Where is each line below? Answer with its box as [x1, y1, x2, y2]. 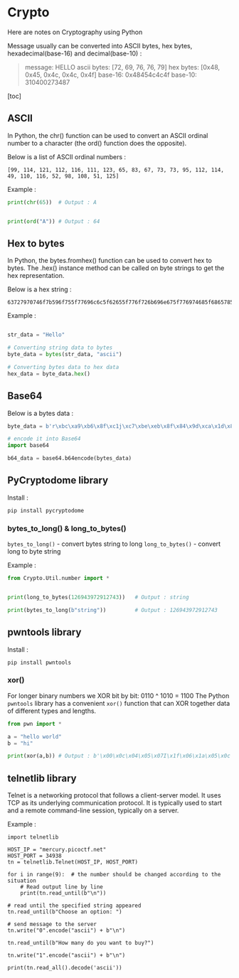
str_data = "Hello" [7, 331, 65, 338]
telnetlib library [7, 772, 77, 784]
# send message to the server [7, 921, 97, 928]
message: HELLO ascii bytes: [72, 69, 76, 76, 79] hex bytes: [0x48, [24, 63, 221, 71]
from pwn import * [7, 720, 62, 727]
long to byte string [7, 547, 61, 556]
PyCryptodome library [7, 474, 109, 487]
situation [7, 877, 37, 885]
